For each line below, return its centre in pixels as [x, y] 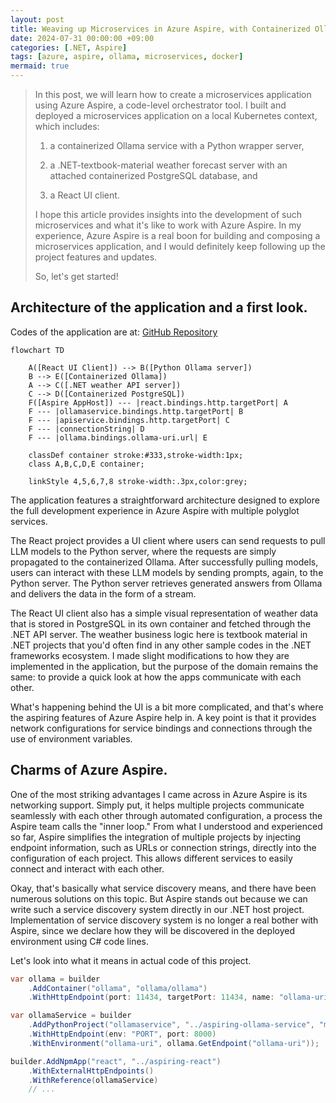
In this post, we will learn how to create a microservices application [173, 94]
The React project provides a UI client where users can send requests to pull [168, 540]
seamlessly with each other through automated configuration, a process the [166, 815]
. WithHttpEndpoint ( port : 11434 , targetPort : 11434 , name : [151, 997]
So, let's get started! [76, 276]
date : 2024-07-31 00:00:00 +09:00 [82, 38]
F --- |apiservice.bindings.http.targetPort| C [129, 420]
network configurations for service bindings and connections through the [161, 728]
